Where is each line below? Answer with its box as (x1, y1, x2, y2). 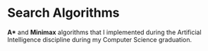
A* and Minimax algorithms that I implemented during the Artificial (7, 28, 202, 36)
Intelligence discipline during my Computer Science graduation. (7, 35, 192, 43)
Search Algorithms (7, 5, 120, 21)
